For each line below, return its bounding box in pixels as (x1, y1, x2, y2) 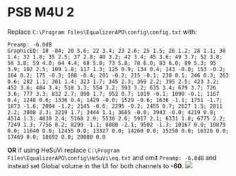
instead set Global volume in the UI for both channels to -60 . (7, 161, 184, 170)
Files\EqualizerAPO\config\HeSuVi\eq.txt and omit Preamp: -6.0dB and (7, 153, 217, 162)
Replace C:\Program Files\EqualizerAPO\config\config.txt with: (7, 27, 198, 36)
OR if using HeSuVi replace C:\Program (7, 146, 120, 154)
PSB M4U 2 (7, 4, 75, 20)
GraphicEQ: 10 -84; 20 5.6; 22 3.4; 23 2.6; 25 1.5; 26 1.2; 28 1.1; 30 (7, 47, 226, 54)
